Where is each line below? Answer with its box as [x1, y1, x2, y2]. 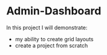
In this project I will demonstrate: [6, 24, 88, 31]
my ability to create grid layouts [15, 35, 94, 42]
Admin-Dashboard [6, 4, 102, 18]
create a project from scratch [15, 42, 88, 49]
